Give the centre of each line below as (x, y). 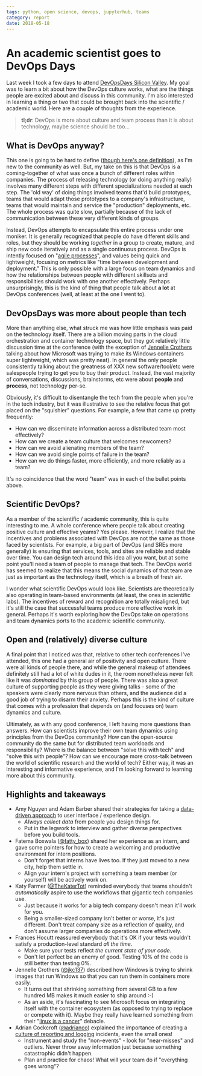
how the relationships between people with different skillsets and (87, 275)
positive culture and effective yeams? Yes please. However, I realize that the (101, 532)
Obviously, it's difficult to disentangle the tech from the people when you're (100, 397)
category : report (28, 18)
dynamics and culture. (34, 712)
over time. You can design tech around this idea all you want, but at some (97, 557)
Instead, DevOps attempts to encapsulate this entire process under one (95, 230)
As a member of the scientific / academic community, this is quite (87, 519)
